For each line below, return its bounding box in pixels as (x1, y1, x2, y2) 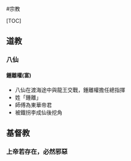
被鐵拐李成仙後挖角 (14, 109, 63, 116)
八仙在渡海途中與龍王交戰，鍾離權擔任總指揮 (14, 86, 126, 93)
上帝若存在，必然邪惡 (6, 147, 68, 156)
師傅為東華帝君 (14, 101, 52, 108)
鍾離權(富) (6, 71, 32, 79)
